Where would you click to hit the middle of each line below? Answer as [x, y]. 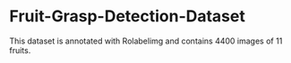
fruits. [20, 50]
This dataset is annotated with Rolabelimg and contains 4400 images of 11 [146, 41]
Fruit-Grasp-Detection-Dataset [128, 16]
